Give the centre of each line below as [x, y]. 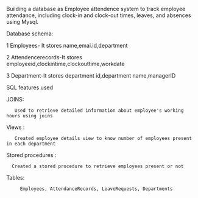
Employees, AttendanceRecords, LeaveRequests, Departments [96, 189]
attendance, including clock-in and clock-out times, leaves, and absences [99, 15]
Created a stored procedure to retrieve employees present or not [98, 166]
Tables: [16, 178]
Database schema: [30, 34]
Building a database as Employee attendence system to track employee [96, 9]
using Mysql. [22, 22]
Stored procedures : [31, 155]
